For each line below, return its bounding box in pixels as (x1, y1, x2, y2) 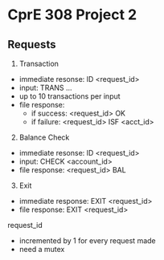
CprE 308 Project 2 (7, 6, 137, 24)
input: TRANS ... (18, 83, 73, 92)
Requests (7, 38, 56, 51)
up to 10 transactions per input (18, 91, 121, 101)
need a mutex (18, 245, 65, 254)
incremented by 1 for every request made (18, 236, 156, 246)
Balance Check (18, 132, 70, 142)
